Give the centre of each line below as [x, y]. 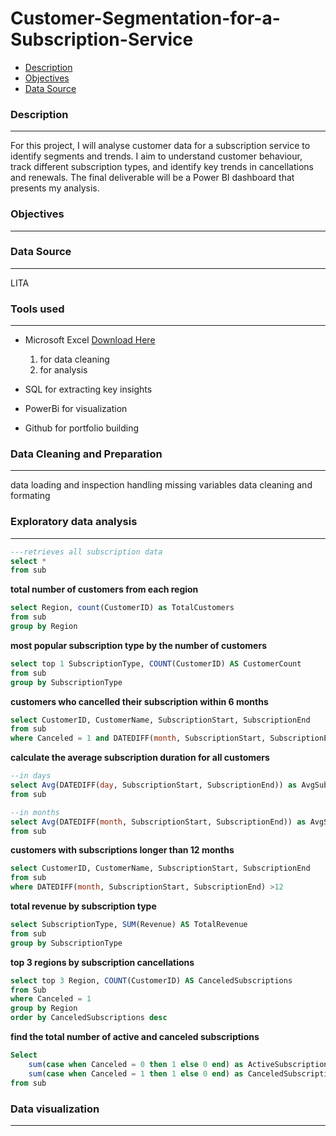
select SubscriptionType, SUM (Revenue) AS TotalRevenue [129, 925]
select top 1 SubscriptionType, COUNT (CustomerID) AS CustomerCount [156, 663]
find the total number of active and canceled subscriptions [135, 1037]
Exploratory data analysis [74, 522]
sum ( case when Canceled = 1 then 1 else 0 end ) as [136, 1073]
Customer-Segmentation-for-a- [145, 18]
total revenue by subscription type [83, 906]
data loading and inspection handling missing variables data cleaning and [161, 485]
